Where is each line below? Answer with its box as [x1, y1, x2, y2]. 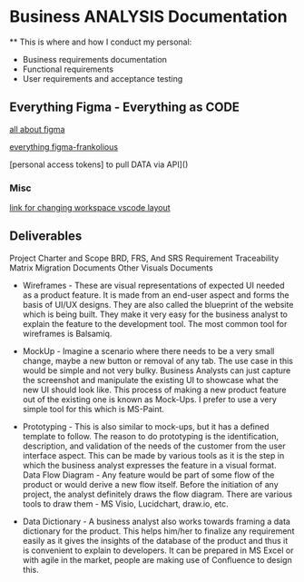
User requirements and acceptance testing [22, 73, 183, 84]
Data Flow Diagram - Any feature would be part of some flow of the [22, 469, 275, 480]
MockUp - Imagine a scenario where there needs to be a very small [22, 345, 275, 356]
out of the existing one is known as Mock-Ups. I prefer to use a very [22, 393, 277, 405]
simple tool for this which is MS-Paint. [22, 403, 165, 414]
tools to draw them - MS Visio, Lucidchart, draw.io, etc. [22, 498, 229, 509]
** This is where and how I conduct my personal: [9, 36, 192, 47]
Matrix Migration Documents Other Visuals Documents [9, 261, 213, 273]
